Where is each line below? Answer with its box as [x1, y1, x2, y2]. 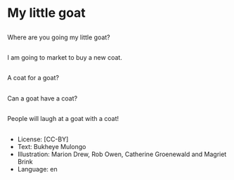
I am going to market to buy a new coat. [7, 53, 123, 61]
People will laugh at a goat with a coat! [7, 115, 119, 123]
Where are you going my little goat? [7, 33, 110, 41]
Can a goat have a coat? [7, 94, 78, 103]
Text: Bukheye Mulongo [17, 142, 86, 150]
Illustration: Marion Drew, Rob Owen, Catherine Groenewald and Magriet [17, 150, 227, 158]
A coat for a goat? [7, 74, 60, 82]
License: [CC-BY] [17, 135, 69, 143]
